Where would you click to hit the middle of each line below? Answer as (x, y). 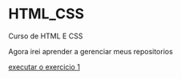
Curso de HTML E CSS (46, 36)
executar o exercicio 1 (44, 67)
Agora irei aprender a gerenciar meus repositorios (91, 51)
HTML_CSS (46, 14)
